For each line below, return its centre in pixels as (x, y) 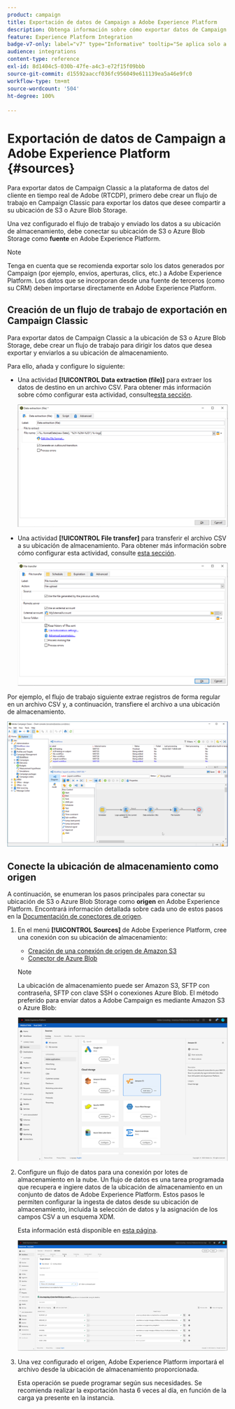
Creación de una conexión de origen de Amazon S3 (102, 951)
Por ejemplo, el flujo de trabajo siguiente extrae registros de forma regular (114, 697)
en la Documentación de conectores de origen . (75, 916)
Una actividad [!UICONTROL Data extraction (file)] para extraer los (114, 380)
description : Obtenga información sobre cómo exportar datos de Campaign (117, 29)
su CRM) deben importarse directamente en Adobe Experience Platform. (112, 288)
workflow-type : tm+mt (39, 81)
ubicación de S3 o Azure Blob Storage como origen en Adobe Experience (114, 902)
